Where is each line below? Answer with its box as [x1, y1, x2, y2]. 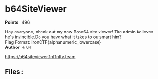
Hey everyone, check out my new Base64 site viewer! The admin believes [5, 29, 154, 34]
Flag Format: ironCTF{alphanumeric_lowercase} [5, 39, 101, 45]
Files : [5, 68, 23, 76]
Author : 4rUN [5, 44, 31, 50]
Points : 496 [5, 19, 30, 25]
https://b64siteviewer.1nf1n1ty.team [5, 53, 76, 59]
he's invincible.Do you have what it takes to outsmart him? [5, 34, 122, 40]
